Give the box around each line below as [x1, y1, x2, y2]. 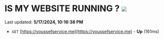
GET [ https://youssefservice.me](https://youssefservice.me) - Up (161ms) [11, 28, 160, 34]
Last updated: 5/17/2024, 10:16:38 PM [4, 19, 83, 25]
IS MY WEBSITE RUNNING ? [4, 3, 120, 14]
